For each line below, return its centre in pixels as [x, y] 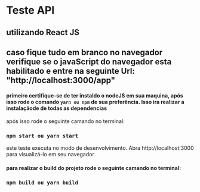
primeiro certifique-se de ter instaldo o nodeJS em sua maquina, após [95, 95]
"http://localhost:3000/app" [61, 80]
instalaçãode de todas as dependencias [57, 108]
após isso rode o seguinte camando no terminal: [65, 121]
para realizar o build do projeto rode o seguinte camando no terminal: [94, 168]
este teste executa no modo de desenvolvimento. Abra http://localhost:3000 [100, 148]
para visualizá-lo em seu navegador [50, 155]
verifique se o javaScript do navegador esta [89, 62]
